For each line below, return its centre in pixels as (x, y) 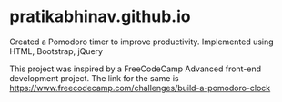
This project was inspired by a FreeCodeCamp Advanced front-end (136, 69)
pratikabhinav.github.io (100, 17)
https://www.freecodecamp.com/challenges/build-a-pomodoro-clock (140, 88)
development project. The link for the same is (94, 78)
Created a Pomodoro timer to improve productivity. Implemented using (142, 42)
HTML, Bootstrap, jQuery (56, 51)
